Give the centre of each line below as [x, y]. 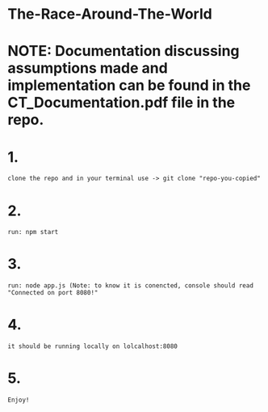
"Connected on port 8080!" [53, 293]
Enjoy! [19, 400]
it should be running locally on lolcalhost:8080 [93, 346]
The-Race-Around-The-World [110, 14]
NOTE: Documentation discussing [124, 51]
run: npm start [33, 232]
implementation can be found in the [129, 85]
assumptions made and [88, 68]
